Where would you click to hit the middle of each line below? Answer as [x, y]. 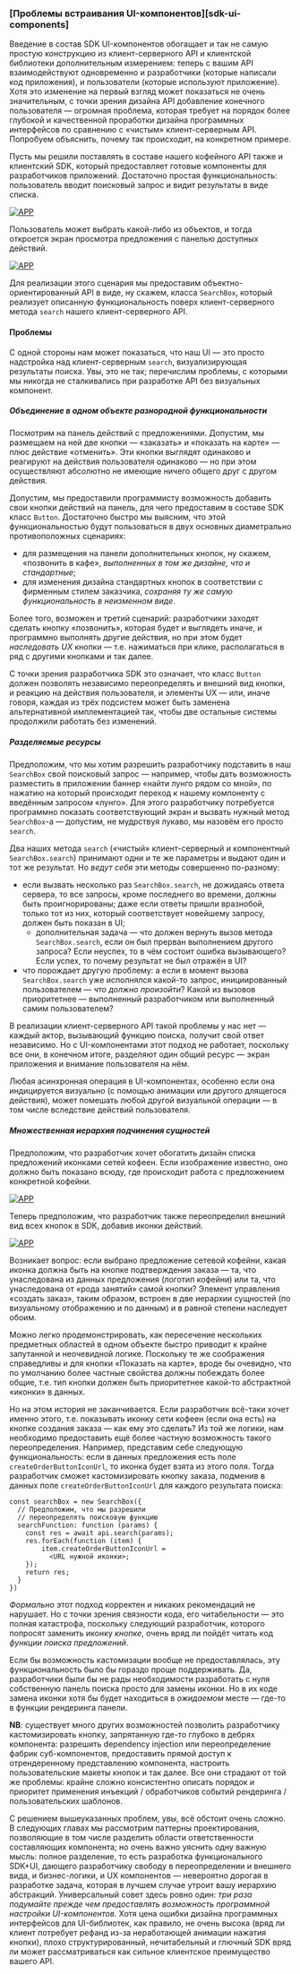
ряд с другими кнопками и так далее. [81, 657]
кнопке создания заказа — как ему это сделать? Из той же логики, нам [147, 1429]
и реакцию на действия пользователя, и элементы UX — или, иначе [140, 693]
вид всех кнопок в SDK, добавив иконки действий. [106, 1226]
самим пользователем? [68, 1008]
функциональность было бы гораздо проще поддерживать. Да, [131, 1669]
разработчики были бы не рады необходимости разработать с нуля [140, 1679]
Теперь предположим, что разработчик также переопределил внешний [147, 1216]
